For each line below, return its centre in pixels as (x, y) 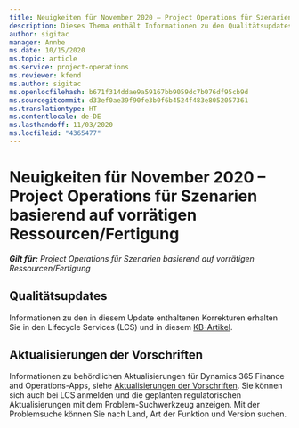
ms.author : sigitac (45, 84)
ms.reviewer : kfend (45, 76)
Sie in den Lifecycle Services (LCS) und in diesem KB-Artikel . (121, 327)
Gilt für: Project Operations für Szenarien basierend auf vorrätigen (132, 258)
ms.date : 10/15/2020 (48, 51)
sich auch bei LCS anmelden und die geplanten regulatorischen (125, 395)
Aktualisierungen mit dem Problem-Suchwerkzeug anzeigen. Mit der (135, 405)
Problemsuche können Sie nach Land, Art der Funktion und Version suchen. (148, 414)
